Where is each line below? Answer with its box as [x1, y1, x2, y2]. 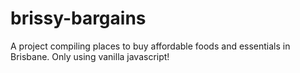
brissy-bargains [10, 7, 147, 30]
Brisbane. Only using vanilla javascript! [10, 50, 170, 62]
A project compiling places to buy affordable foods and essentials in [10, 40, 291, 52]
